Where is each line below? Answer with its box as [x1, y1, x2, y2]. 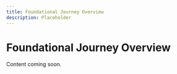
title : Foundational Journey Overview [6, 8, 104, 15]
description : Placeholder [6, 15, 71, 21]
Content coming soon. [6, 61, 62, 68]
